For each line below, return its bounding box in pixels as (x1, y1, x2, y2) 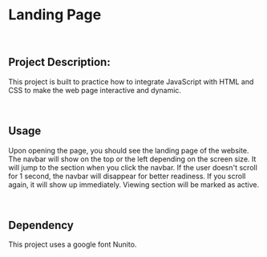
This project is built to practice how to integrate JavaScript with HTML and (8, 76, 254, 86)
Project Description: (8, 55, 111, 69)
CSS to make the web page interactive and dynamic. (8, 85, 182, 95)
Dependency (8, 218, 74, 232)
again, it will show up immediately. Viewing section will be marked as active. (8, 179, 260, 190)
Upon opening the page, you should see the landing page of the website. (8, 145, 249, 155)
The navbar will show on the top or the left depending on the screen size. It (8, 154, 257, 164)
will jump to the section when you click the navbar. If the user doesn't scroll (8, 162, 258, 172)
